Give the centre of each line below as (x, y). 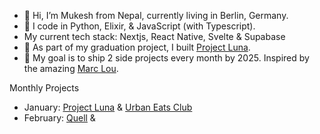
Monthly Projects (44, 88)
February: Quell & (59, 118)
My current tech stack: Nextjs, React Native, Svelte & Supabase (154, 36)
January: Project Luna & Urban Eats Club (108, 107)
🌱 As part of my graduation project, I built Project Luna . (137, 47)
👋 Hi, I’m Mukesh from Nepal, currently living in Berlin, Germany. (156, 15)
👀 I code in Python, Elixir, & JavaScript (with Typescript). (139, 26)
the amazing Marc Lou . (71, 68)
